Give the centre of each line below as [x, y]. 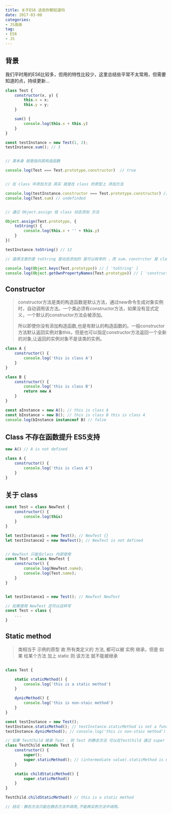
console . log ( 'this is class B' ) [58, 386]
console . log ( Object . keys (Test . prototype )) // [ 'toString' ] [72, 268]
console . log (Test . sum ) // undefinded [46, 198]
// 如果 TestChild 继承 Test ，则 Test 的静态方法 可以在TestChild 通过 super [85, 741]
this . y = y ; [37, 105]
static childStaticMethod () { [47, 774]
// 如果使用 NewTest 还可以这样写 [38, 606]
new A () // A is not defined [36, 449]
